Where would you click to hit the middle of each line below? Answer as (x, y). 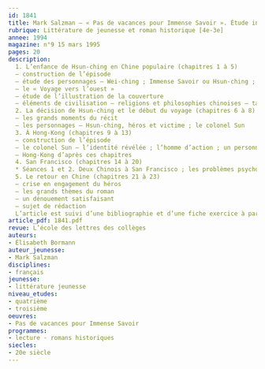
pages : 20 (24, 52)
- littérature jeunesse (47, 287)
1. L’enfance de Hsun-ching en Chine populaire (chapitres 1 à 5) (127, 67)
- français (26, 272)
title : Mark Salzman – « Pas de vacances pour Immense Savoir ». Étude (128, 23)
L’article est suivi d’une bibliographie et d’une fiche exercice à (130, 214)
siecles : (22, 345)
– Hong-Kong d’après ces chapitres (74, 155)
